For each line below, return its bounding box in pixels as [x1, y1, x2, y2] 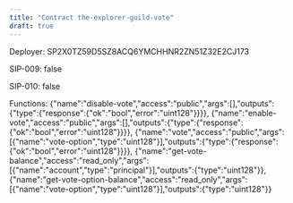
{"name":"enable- [211, 107, 278, 118]
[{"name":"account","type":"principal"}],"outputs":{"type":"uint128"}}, [9, 165, 267, 175]
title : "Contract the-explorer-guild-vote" [9, 13, 175, 22]
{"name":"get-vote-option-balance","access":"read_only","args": [9, 173, 248, 184]
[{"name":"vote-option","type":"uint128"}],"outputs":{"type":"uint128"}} [9, 183, 272, 194]
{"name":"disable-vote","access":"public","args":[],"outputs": [49, 97, 275, 108]
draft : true [9, 21, 54, 30]
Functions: [9, 97, 48, 108]
